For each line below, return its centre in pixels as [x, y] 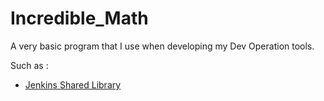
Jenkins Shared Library [73, 84]
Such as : [29, 65]
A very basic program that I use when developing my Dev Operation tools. [162, 46]
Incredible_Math [79, 18]
